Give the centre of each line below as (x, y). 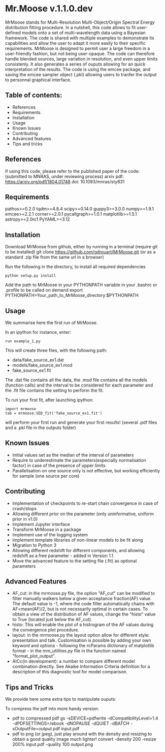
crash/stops (24, 508)
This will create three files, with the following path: (56, 350)
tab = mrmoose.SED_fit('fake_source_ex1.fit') (54, 413)
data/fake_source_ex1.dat (38, 360)
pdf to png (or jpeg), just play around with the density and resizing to (82, 734)
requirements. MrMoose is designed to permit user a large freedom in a (78, 48)
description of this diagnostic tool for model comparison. (70, 672)
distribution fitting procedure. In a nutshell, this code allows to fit (70, 27)
